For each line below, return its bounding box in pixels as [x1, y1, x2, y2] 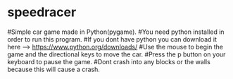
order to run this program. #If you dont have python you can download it [7, 35, 217, 43]
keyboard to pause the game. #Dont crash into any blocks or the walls [7, 57, 211, 66]
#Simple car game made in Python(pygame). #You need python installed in [7, 28, 225, 36]
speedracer [7, 4, 77, 20]
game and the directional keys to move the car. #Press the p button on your [7, 50, 226, 59]
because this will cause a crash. [7, 65, 101, 73]
